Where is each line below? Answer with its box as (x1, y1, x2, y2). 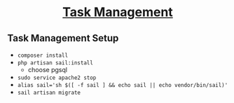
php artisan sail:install (17, 60, 93, 67)
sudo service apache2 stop (17, 74, 97, 81)
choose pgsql (27, 66, 68, 74)
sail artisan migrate (17, 89, 81, 96)
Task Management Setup (7, 32, 119, 44)
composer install (17, 52, 69, 59)
